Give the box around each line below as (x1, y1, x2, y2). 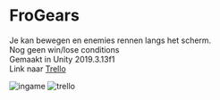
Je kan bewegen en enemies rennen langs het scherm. (9, 35, 212, 46)
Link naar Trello (9, 63, 67, 74)
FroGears (9, 5, 80, 26)
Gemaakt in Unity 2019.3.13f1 (9, 54, 115, 64)
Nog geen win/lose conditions (9, 44, 120, 54)
